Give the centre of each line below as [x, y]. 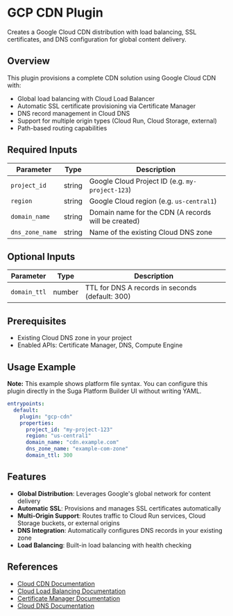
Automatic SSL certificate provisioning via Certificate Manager [106, 106]
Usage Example [42, 367]
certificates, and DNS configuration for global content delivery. [97, 39]
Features [27, 477]
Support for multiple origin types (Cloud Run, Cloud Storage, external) [117, 121]
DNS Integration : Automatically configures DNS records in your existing [120, 530]
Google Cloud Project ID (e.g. [137, 181]
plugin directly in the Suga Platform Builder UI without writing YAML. [104, 391]
